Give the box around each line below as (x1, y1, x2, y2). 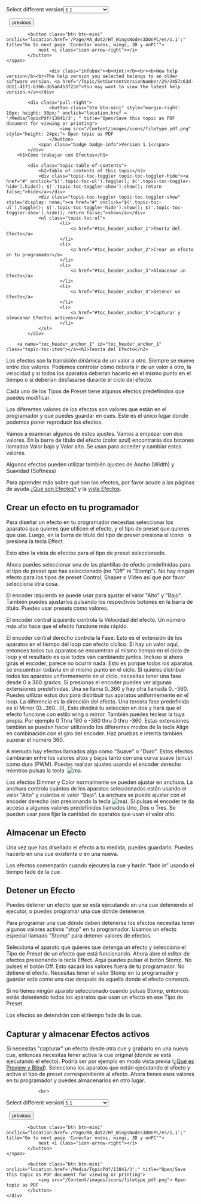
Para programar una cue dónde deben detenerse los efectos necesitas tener (6, 920, 195, 927)
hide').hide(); (6, 184, 44, 190)
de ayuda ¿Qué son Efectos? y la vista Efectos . (6, 486, 121, 492)
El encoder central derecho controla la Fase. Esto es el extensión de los (6, 634, 182, 641)
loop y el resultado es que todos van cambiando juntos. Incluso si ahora (6, 653, 184, 660)
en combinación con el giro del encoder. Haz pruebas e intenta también (6, 729, 182, 737)
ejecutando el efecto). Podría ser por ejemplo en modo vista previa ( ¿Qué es (6, 1058, 194, 1065)
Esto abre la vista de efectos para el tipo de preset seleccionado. (6, 549, 166, 556)
